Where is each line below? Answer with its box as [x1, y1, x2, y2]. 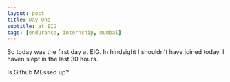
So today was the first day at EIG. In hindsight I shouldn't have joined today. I [7, 48, 224, 56]
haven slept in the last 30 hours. [7, 55, 98, 64]
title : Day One [7, 16, 51, 23]
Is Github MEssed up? [7, 68, 70, 77]
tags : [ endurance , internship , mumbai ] [7, 29, 122, 36]
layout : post [7, 10, 45, 17]
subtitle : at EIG [7, 23, 57, 29]
